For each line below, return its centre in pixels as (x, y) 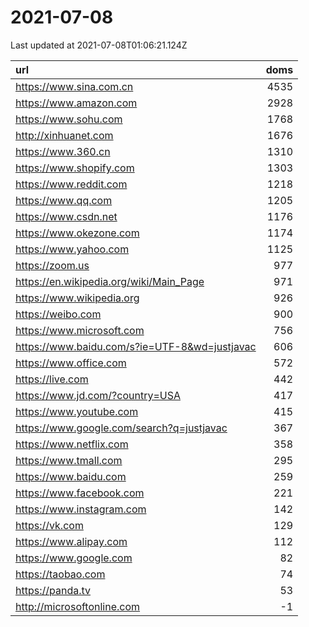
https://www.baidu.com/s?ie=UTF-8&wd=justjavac (136, 346)
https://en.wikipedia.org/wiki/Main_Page (110, 281)
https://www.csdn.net (66, 216)
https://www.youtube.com (77, 411)
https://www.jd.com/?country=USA (98, 395)
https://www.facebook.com (80, 493)
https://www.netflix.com (72, 444)
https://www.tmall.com (69, 460)
